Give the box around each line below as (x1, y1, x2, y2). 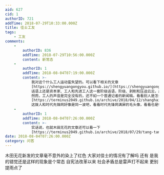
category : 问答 (5, 138, 35, 144)
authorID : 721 (5, 16, 34, 21)
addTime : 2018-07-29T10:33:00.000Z (5, 20, 78, 26)
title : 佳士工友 (5, 25, 35, 30)
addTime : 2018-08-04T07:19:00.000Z (22, 71, 95, 76)
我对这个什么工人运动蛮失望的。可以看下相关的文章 (31, 79, 119, 84)
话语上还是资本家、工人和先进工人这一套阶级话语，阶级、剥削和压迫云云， (31, 89, 159, 94)
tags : (5, 30, 16, 35)
